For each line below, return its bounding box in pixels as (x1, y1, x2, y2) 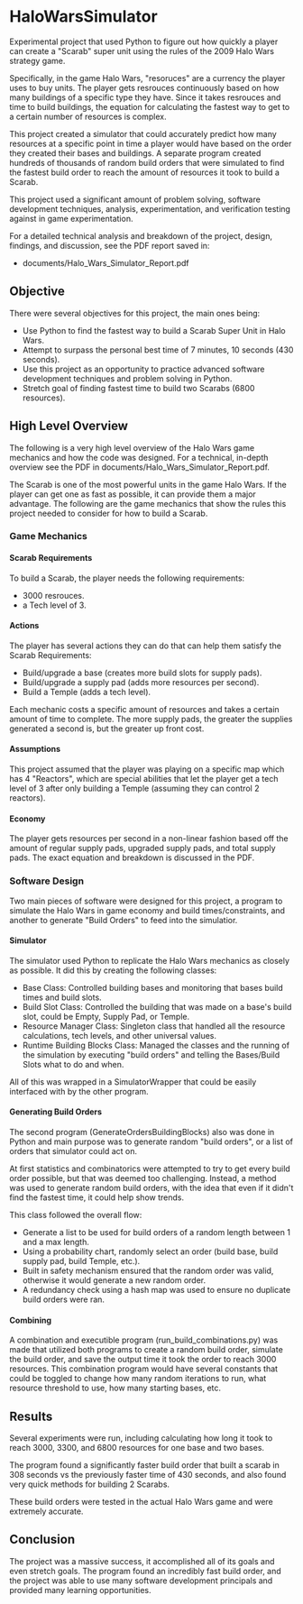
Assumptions (9, 744, 61, 755)
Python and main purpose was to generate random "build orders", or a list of (9, 1136, 293, 1147)
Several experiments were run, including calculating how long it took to (9, 1433, 273, 1444)
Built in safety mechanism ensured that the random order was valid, (22, 1265, 274, 1276)
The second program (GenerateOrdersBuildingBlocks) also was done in (9, 1127, 275, 1137)
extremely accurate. (9, 1506, 84, 1517)
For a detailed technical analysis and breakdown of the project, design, (9, 230, 273, 241)
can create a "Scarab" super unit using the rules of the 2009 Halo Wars (9, 45, 275, 56)
